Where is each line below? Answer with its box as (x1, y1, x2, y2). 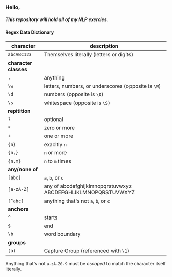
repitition (8, 107, 31, 114)
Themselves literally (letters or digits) (44, 51, 134, 58)
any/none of (8, 166, 38, 173)
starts (44, 214, 58, 221)
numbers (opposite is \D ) (44, 91, 104, 98)
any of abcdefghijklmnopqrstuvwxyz (44, 182, 132, 189)
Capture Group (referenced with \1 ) (44, 247, 130, 254)
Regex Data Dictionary (5, 29, 54, 35)
